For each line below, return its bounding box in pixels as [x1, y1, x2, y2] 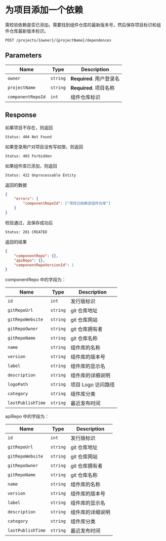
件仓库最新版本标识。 [5, 28, 48, 34]
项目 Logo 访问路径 [70, 381, 115, 388]
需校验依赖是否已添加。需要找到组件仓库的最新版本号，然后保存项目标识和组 [5, 22, 161, 28]
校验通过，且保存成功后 [5, 219, 53, 225]
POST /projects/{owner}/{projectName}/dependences [5, 38, 112, 42]
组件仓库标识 [70, 93, 100, 100]
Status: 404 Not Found [5, 134, 52, 139]
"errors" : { [14, 196, 39, 202]
